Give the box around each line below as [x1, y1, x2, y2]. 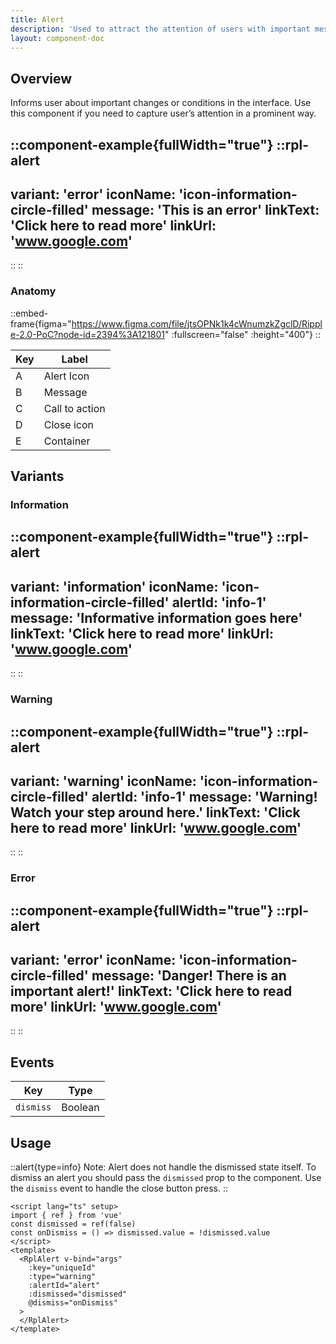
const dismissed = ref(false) [10, 1219, 137, 1230]
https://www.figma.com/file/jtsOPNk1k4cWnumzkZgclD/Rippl [71, 317, 323, 330]
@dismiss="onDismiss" [28, 1298, 118, 1308]
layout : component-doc [10, 33, 105, 43]
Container [43, 434, 91, 448]
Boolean [61, 1101, 100, 1115]
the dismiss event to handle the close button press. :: [10, 1182, 229, 1195]
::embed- [10, 307, 49, 319]
